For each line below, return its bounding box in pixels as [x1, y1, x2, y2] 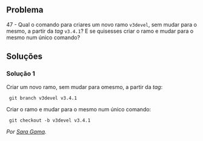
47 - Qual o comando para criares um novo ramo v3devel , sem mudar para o [6, 21, 197, 28]
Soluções [6, 51, 42, 62]
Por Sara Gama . [6, 128, 47, 135]
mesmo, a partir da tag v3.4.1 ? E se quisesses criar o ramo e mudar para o [6, 27, 194, 34]
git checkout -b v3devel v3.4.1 [8, 117, 91, 123]
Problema [6, 5, 44, 15]
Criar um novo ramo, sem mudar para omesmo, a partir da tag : [6, 83, 163, 90]
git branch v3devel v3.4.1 [8, 95, 78, 101]
